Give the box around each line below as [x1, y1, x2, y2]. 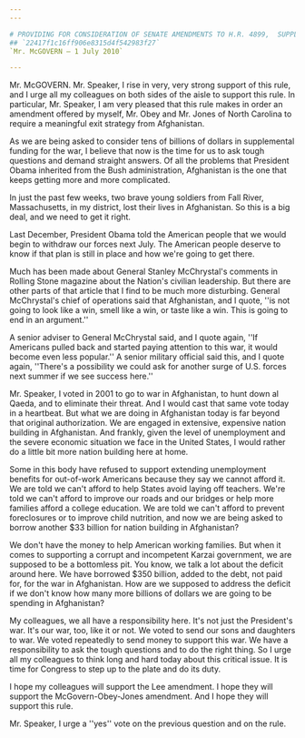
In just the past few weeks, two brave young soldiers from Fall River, [9, 192, 265, 203]
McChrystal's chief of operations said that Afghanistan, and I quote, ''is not [9, 295, 290, 306]
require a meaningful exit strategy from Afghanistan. [9, 118, 205, 129]
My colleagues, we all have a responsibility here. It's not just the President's [9, 615, 293, 626]
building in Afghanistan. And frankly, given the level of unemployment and [9, 427, 286, 438]
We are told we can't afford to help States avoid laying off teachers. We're [9, 483, 286, 494]
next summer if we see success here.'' [9, 370, 154, 382]
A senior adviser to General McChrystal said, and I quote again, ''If [9, 332, 259, 343]
